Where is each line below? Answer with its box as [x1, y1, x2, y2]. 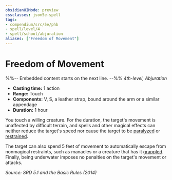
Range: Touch [12, 90, 43, 96]
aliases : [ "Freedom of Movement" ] [5, 36, 80, 42]
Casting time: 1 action [12, 85, 60, 91]
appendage [12, 101, 37, 108]
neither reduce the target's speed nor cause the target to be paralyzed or [5, 128, 161, 134]
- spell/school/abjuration [5, 31, 63, 36]
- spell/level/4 [5, 27, 40, 32]
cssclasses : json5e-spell [5, 12, 61, 17]
